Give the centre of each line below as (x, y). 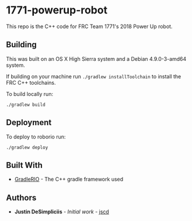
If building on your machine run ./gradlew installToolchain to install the (94, 76)
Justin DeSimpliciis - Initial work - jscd (62, 212)
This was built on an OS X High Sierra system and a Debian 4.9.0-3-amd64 (96, 58)
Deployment (29, 122)
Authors (21, 197)
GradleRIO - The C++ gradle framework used (69, 179)
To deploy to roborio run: (36, 137)
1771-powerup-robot (57, 10)
